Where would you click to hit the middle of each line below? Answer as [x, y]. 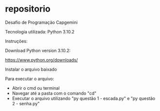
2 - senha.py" [26, 103]
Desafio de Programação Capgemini [41, 22]
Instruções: [16, 41]
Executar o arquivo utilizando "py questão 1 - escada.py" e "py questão [84, 98]
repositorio [28, 9]
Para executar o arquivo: [30, 79]
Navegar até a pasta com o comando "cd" [54, 93]
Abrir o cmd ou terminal [36, 88]
